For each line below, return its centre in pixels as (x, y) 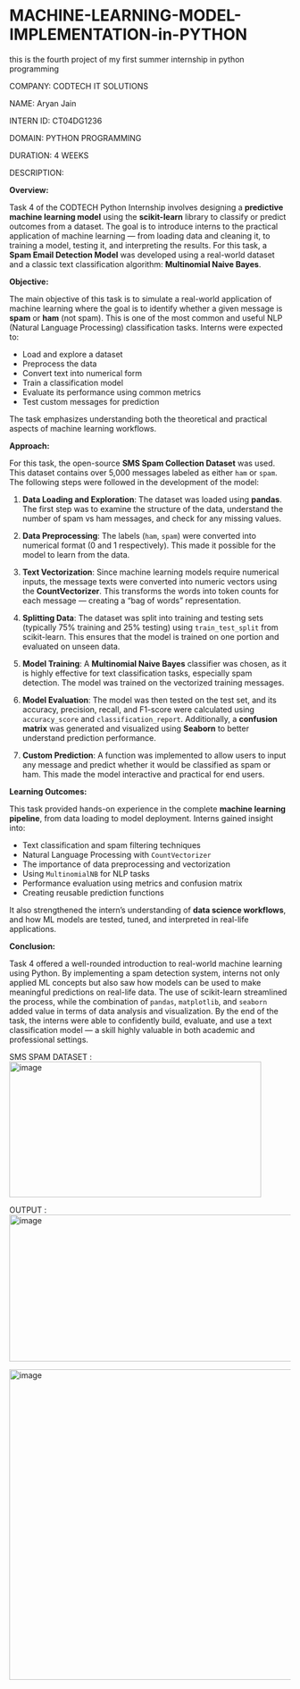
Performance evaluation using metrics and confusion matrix (132, 883)
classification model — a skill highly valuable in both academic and (132, 1029)
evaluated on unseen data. (71, 646)
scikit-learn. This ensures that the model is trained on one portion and (150, 636)
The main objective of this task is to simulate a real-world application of (141, 298)
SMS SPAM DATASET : (50, 1056)
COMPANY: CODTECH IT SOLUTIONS (79, 86)
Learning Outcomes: (48, 791)
